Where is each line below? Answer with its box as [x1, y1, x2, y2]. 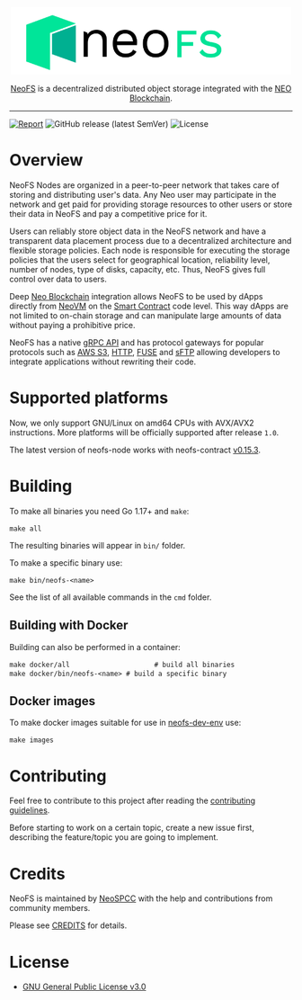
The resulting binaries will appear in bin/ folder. [9, 540, 186, 550]
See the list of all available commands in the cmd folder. [9, 592, 212, 603]
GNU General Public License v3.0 [22, 981, 147, 992]
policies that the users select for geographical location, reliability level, [9, 254, 271, 265]
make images [9, 736, 54, 745]
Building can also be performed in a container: [9, 641, 182, 652]
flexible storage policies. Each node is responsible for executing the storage [9, 245, 290, 255]
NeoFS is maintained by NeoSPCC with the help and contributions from [9, 893, 273, 904]
